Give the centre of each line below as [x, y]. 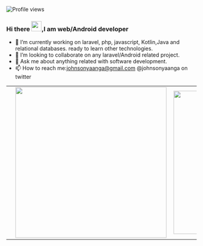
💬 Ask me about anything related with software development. [91, 61]
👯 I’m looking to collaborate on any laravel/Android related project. [97, 55]
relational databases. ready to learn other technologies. [84, 49]
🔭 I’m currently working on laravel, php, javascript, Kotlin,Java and [97, 42]
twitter [23, 77]
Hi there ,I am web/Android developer [67, 29]
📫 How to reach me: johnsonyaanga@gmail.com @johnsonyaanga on [101, 68]
